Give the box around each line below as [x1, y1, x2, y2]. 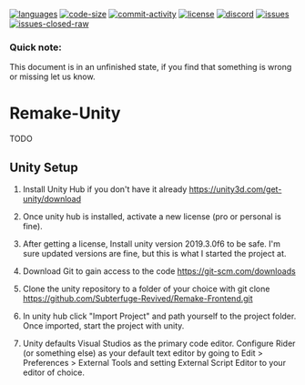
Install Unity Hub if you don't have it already [22, 184, 188, 195]
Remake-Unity [9, 103, 121, 124]
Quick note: [9, 41, 62, 54]
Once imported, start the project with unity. [22, 320, 185, 331]
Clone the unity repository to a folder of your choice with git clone [22, 283, 270, 295]
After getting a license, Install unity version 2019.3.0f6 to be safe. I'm [22, 238, 280, 249]
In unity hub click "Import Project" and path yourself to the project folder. [22, 310, 297, 322]
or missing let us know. [9, 71, 96, 82]
